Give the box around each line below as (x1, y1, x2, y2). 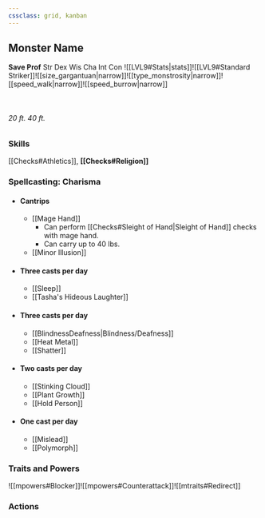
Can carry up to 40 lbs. (43, 239, 121, 249)
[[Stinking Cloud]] (31, 381, 90, 391)
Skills (8, 137, 30, 149)
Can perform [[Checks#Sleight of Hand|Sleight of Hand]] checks (43, 222, 257, 232)
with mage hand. (43, 231, 99, 241)
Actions (8, 501, 40, 512)
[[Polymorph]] (31, 443, 78, 452)
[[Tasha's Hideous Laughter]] (31, 293, 129, 302)
